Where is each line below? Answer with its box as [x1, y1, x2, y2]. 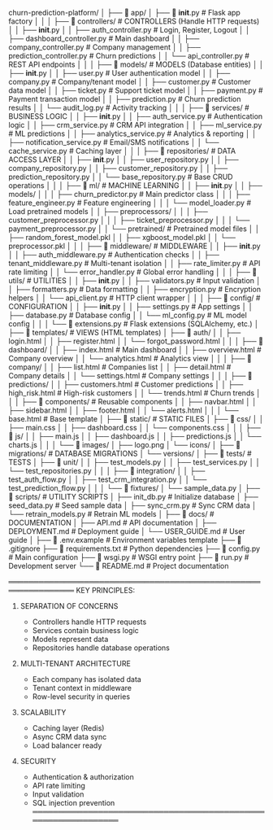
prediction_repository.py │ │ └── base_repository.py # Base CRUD [8, 172, 233, 181]
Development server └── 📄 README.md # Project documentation [8, 561, 229, 570]
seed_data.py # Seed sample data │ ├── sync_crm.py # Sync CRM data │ [8, 500, 258, 510]
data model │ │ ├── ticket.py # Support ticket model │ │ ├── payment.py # [8, 85, 263, 95]
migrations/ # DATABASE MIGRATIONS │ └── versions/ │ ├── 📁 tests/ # [8, 448, 252, 458]
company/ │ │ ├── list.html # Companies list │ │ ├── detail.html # [8, 362, 232, 372]
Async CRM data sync [32, 732, 107, 741]
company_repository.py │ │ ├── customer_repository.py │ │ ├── [8, 164, 228, 173]
